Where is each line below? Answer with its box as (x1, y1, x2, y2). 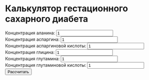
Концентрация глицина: (5, 49, 55, 55)
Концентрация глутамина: (5, 55, 60, 61)
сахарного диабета (5, 13, 89, 25)
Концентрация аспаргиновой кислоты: (5, 43, 87, 49)
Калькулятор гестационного (5, 3, 128, 14)
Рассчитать (7, 69, 30, 74)
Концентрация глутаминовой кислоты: (5, 62, 87, 68)
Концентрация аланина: (5, 30, 56, 36)
